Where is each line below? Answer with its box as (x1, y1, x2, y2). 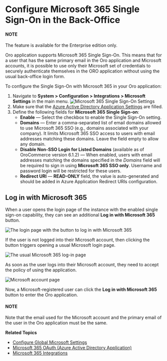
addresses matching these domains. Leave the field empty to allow (20, 136, 159, 142)
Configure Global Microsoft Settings (12, 339, 87, 345)
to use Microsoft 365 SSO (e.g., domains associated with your (20, 125, 149, 131)
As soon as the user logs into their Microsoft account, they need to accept (5, 262, 159, 268)
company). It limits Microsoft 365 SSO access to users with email (20, 130, 155, 136)
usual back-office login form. (5, 74, 65, 80)
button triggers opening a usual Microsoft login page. (5, 242, 116, 248)
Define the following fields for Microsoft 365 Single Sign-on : (12, 109, 139, 115)
